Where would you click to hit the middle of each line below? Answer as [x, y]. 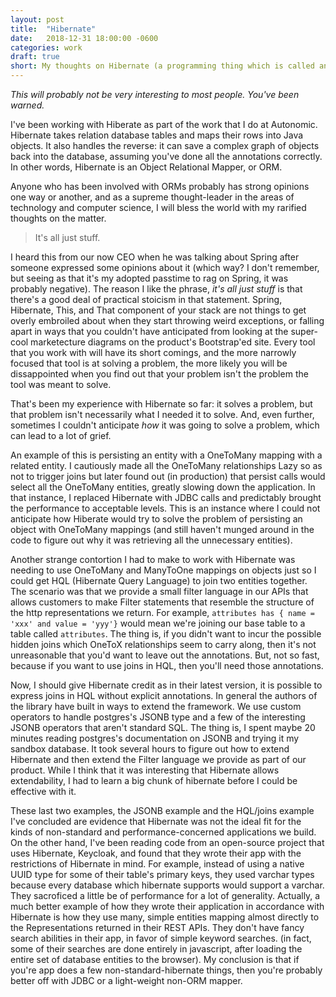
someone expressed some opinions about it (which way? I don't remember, [165, 267]
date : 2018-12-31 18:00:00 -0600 [84, 38]
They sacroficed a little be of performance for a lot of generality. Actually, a [165, 895]
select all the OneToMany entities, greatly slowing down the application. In [163, 487]
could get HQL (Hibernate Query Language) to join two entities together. [159, 580]
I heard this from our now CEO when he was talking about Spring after [155, 257]
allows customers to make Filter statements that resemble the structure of [162, 602]
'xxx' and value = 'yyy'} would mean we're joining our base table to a [158, 623]
